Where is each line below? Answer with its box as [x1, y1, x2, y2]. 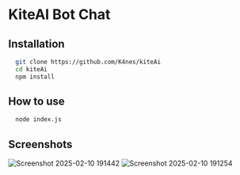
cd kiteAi [15, 65, 48, 73]
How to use [8, 95, 65, 108]
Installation [8, 37, 65, 51]
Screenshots [8, 137, 73, 151]
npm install [15, 73, 55, 81]
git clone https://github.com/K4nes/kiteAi [15, 58, 161, 66]
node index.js [15, 116, 62, 124]
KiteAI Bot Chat [8, 6, 111, 24]
